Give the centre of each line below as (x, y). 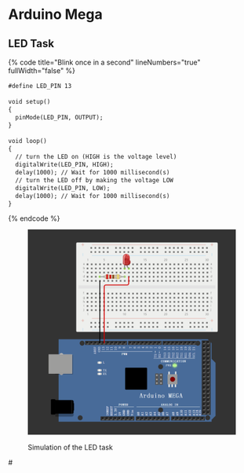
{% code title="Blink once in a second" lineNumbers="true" (104, 62)
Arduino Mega (56, 15)
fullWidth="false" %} (42, 71)
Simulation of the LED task (71, 447)
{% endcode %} (34, 218)
